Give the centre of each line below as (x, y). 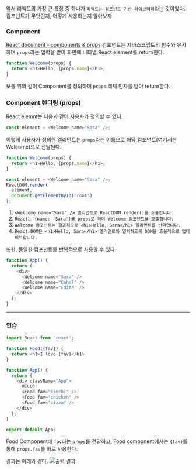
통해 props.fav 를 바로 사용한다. (42, 449)
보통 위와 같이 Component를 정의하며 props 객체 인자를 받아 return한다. (88, 86)
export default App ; (31, 430)
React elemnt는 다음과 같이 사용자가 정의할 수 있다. (65, 116)
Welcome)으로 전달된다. (34, 147)
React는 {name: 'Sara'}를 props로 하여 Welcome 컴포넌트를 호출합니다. (94, 219)
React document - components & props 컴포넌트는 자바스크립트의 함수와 (91, 45)
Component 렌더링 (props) (43, 102)
